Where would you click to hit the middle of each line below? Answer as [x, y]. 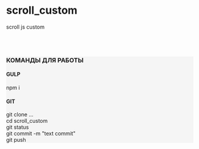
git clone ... [20, 114]
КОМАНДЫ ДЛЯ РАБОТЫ [45, 60]
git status [18, 127]
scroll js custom [26, 27]
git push [16, 140]
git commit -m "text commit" [41, 134]
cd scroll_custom [27, 121]
